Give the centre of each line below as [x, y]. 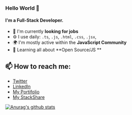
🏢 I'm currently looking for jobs [45, 31]
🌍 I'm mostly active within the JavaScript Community [70, 43]
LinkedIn [22, 86]
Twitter [20, 81]
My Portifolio [26, 92]
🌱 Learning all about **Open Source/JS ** [57, 50]
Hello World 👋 [22, 8]
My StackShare [28, 97]
